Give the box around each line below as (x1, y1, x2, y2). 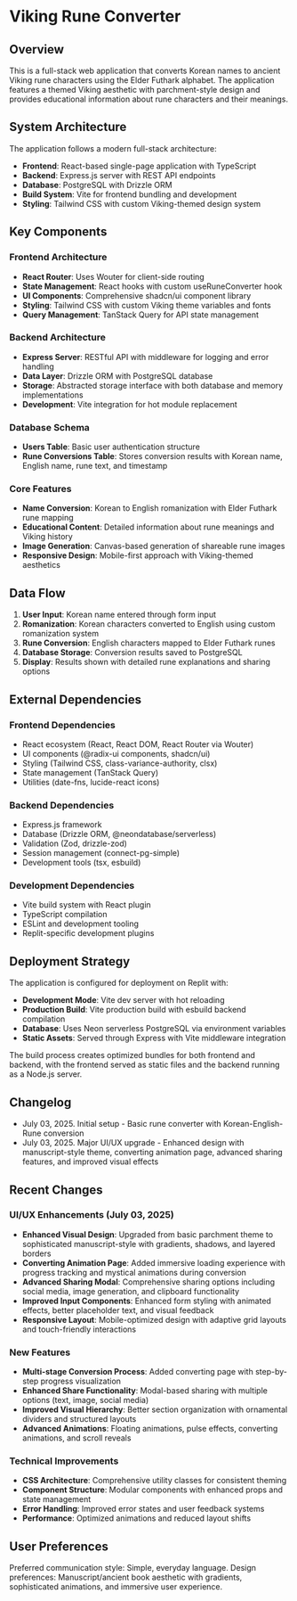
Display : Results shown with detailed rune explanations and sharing (21, 657, 271, 668)
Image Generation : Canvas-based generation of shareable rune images (21, 541, 285, 552)
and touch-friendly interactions (21, 1324, 136, 1334)
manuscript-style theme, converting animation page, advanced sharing (21, 1147, 283, 1158)
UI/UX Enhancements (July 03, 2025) (9, 1209, 175, 1221)
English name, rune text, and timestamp (21, 461, 168, 472)
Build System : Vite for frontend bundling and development (21, 189, 237, 200)
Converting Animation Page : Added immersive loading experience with (21, 1257, 286, 1268)
